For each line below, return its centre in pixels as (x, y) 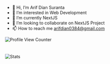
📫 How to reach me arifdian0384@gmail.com (58, 28)
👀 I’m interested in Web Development (49, 13)
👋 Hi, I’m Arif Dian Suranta (38, 8)
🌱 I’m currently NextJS (35, 18)
